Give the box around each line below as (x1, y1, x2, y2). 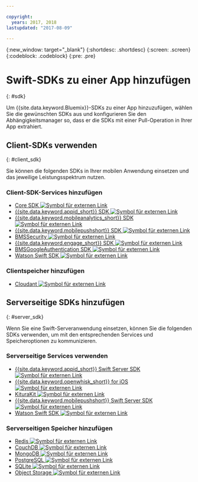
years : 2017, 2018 (11, 19, 57, 25)
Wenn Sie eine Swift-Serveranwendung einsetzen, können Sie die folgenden (6, 325, 192, 332)
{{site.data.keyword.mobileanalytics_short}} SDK (14, 214, 134, 222)
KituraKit (14, 390, 37, 397)
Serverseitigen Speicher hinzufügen (6, 424, 113, 432)
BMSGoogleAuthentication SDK (14, 246, 92, 253)
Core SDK (14, 202, 40, 209)
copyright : (6, 14, 33, 20)
